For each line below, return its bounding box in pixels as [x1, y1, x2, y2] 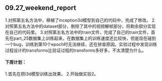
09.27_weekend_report [5, 4, 76, 12]
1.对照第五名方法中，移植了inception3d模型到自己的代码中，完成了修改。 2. [5, 17, 156, 23]
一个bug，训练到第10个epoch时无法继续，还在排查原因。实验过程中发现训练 [5, 41, 158, 47]
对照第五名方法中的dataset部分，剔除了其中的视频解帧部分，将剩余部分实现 [5, 23, 156, 29]
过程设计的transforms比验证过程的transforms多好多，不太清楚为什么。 [5, 47, 146, 53]
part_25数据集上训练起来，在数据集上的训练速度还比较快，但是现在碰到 [13, 35, 156, 41]
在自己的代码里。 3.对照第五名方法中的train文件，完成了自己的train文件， [5, 29, 151, 35]
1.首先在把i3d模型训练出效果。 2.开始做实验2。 [5, 71, 98, 77]
